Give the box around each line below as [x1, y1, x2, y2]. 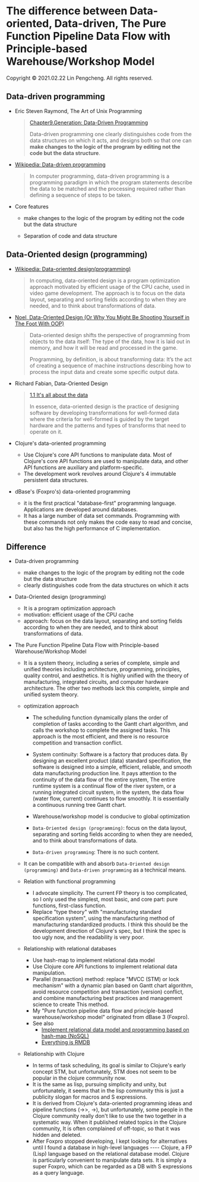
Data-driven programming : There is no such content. [32, 848, 159, 856]
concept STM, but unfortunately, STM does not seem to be [32, 1068, 177, 1076]
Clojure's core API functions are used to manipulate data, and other [23, 457, 189, 464]
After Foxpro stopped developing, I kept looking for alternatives [32, 1137, 188, 1145]
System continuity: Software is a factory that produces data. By [32, 751, 188, 758]
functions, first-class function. [32, 902, 107, 909]
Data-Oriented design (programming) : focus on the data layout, [32, 825, 187, 832]
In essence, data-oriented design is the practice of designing [29, 403, 179, 410]
